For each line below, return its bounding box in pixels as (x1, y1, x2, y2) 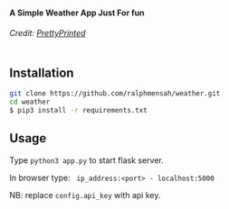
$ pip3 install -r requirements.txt (9, 105, 148, 114)
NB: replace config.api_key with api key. (9, 189, 161, 200)
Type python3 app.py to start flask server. (9, 154, 165, 166)
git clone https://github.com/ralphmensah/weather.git (9, 89, 221, 98)
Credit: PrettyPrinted (9, 28, 86, 39)
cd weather (9, 97, 51, 107)
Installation (9, 65, 74, 80)
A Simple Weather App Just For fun (9, 7, 145, 18)
